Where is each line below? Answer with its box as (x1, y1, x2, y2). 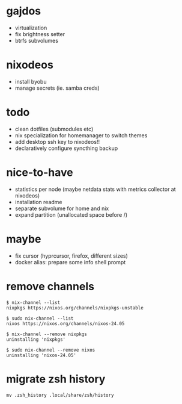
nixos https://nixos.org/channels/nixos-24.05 (6, 320, 125, 326)
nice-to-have (6, 166, 73, 179)
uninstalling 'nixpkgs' (6, 336, 66, 343)
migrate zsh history (6, 372, 106, 386)
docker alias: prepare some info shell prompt (14, 258, 126, 266)
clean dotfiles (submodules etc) (14, 125, 94, 132)
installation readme (14, 198, 62, 205)
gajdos (6, 4, 41, 18)
